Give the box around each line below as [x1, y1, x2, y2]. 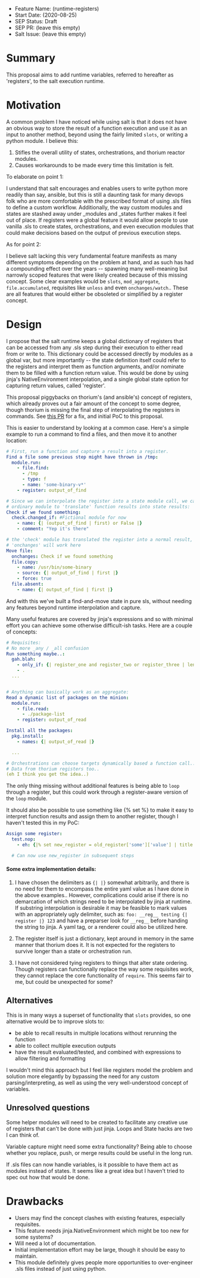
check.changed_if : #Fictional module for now [11, 515, 127, 521]
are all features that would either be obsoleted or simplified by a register [6, 290, 183, 298]
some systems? [14, 1233, 54, 1240]
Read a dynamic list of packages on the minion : [6, 695, 129, 701]
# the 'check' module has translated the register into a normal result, [6, 537, 193, 543]
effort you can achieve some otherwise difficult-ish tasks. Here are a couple [6, 622, 192, 629]
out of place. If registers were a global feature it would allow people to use [6, 216, 189, 224]
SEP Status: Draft [14, 18, 58, 25]
